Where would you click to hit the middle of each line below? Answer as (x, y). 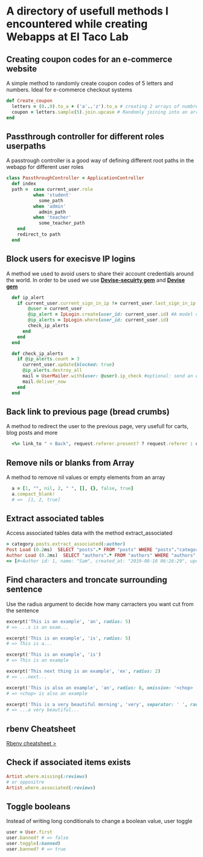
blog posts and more (32, 433)
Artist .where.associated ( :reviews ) (51, 788)
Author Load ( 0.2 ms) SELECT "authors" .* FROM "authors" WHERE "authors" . (102, 555)
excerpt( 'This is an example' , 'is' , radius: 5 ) (69, 638)
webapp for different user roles (45, 167)
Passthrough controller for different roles (85, 137)
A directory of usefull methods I (88, 11)
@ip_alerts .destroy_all (52, 371)
